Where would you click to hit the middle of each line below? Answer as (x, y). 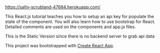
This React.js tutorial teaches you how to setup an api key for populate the (80, 16)
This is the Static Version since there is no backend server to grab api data (80, 36)
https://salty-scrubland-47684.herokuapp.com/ (53, 7)
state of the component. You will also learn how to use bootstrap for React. (80, 22)
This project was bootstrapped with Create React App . (60, 45)
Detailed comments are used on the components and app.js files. (70, 27)
